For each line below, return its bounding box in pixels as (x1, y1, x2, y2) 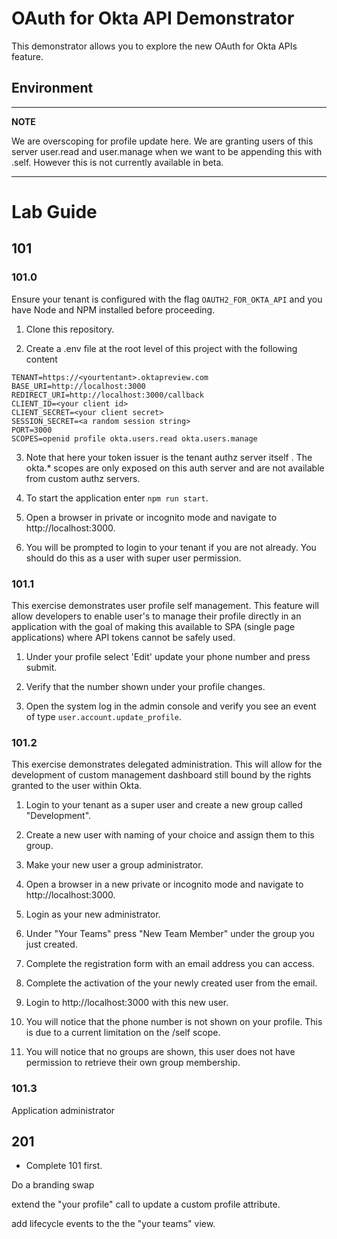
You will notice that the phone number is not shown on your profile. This (25, 1016, 323, 1028)
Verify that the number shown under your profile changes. (25, 680, 266, 692)
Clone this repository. (25, 323, 115, 335)
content (25, 353, 58, 365)
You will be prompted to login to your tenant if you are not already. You (25, 541, 317, 553)
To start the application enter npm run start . (25, 492, 209, 504)
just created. (25, 938, 78, 951)
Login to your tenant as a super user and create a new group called (25, 799, 303, 811)
